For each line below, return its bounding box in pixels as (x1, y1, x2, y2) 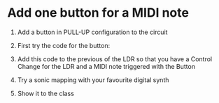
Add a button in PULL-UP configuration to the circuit (17, 28, 168, 36)
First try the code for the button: (17, 41, 111, 49)
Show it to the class (17, 89, 75, 97)
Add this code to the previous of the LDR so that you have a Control (17, 54, 212, 63)
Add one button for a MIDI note (7, 5, 189, 21)
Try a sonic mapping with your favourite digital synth (17, 75, 169, 84)
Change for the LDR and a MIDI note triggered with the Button (17, 62, 196, 70)
